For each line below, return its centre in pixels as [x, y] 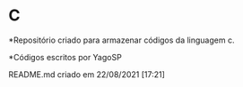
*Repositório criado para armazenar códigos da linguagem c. [121, 40]
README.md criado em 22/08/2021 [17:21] [87, 74]
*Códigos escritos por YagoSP [65, 57]
